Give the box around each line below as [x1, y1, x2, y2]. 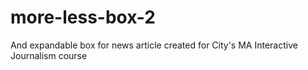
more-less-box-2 [10, 6, 156, 29]
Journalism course [10, 49, 88, 61]
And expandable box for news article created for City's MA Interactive [10, 39, 298, 51]
